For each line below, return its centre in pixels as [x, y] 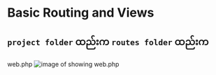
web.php [20, 64]
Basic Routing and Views [81, 13]
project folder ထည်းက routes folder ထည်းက [108, 42]
